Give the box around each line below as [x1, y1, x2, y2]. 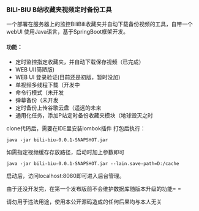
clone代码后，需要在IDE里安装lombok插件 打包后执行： [6, 124, 146, 132]
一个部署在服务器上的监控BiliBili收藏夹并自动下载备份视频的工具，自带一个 [6, 20, 193, 28]
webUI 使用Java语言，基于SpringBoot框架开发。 [6, 28, 129, 35]
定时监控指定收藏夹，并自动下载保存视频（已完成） [15, 58, 145, 65]
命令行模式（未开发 [15, 89, 64, 96]
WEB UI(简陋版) [15, 65, 55, 73]
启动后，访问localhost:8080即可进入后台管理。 [6, 172, 125, 179]
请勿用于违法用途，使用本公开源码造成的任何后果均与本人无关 [6, 198, 162, 205]
